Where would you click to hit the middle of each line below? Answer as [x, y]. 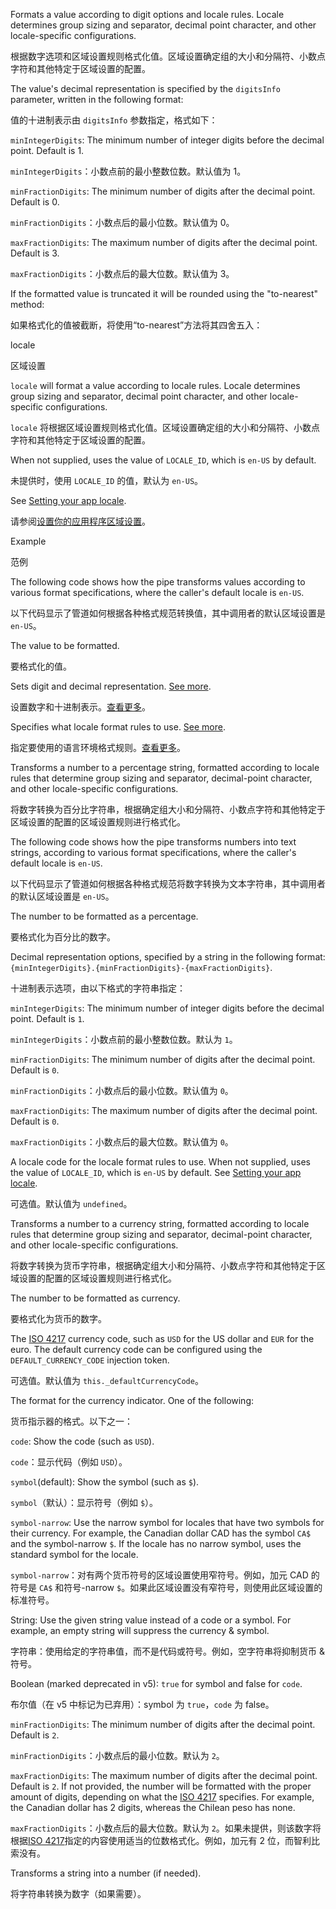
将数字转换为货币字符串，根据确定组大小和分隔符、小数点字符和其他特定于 [163, 1265]
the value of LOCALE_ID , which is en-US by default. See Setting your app [156, 1172]
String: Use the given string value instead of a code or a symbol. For [151, 1620]
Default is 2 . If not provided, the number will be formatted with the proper [161, 1786]
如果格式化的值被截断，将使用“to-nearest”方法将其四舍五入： [136, 325]
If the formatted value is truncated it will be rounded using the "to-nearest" [164, 293]
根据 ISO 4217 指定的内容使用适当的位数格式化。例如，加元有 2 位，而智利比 [165, 1840]
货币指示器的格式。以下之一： [71, 1421]
